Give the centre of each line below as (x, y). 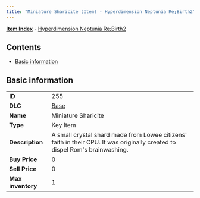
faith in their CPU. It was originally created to (114, 142)
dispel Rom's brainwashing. (90, 150)
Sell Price (23, 169)
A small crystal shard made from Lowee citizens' (119, 135)
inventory (23, 186)
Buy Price (23, 159)
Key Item (64, 125)
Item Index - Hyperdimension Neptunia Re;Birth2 (66, 29)
